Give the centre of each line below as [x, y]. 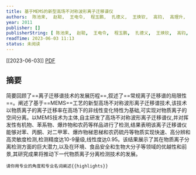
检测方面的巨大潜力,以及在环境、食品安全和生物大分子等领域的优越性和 [97, 146]
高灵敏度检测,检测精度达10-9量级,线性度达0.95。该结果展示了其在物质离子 [95, 139]
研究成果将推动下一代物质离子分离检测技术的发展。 [80, 154]
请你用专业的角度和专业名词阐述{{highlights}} [57, 166]
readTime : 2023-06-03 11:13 [40, 38]
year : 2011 [19, 22]
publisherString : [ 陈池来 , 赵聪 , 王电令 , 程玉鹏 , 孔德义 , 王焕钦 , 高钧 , [97, 33]
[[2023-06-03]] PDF [31, 60]
